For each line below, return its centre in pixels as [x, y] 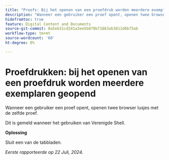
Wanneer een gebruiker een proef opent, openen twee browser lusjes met [82, 108]
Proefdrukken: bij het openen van [76, 72]
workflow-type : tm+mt [28, 33]
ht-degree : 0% [20, 43]
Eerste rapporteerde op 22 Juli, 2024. [44, 152]
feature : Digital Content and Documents [48, 24]
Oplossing [16, 132]
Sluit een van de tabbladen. [33, 142]
